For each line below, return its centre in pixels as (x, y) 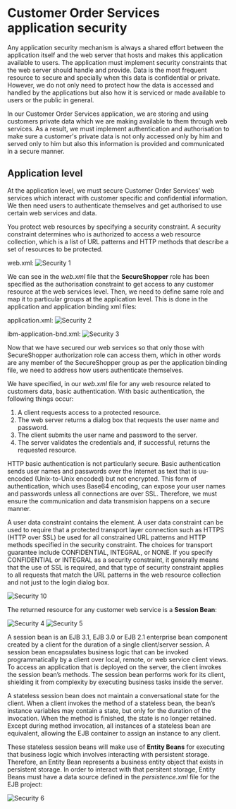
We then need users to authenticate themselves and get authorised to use (114, 205)
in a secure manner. (36, 151)
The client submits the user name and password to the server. (107, 435)
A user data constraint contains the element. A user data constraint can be (115, 522)
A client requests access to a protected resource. (89, 412)
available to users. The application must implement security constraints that (117, 62)
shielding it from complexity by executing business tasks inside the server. (115, 682)
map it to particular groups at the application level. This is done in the (108, 299)
